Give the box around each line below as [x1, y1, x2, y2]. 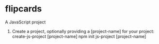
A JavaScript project [5, 19, 46, 25]
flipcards [5, 3, 42, 14]
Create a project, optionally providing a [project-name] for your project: [12, 28, 155, 34]
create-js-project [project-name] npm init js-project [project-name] [12, 33, 146, 39]
